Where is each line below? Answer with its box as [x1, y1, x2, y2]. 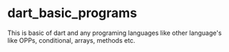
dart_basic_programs [7, 5, 138, 21]
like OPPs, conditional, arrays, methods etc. [7, 36, 136, 44]
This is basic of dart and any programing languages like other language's [7, 28, 223, 37]
